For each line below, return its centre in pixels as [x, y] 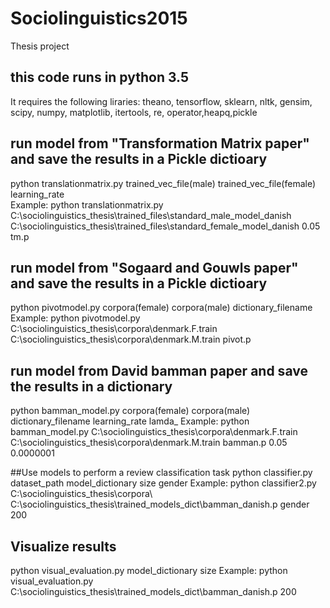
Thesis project [40, 46]
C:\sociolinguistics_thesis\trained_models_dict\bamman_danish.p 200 [153, 591]
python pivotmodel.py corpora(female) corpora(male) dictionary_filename [161, 308]
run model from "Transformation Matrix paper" [160, 143]
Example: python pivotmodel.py [75, 318]
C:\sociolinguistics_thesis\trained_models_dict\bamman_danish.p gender [160, 504]
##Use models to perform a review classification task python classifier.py [161, 473]
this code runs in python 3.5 [100, 77]
